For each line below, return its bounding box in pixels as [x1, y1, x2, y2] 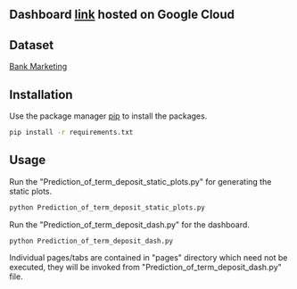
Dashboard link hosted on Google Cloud [9, 7, 235, 22]
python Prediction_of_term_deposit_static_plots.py [9, 202, 205, 212]
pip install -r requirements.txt [9, 128, 134, 137]
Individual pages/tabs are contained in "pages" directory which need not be [9, 252, 288, 263]
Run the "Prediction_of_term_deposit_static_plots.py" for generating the [9, 176, 272, 186]
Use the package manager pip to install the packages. [9, 111, 208, 121]
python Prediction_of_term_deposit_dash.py [9, 236, 174, 245]
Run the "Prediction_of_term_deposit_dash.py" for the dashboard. [9, 219, 250, 230]
